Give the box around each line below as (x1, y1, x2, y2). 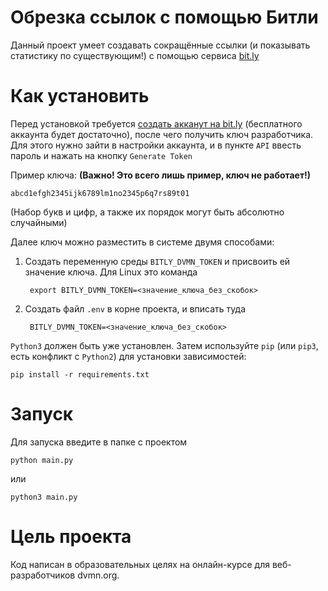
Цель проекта (10, 526, 132, 548)
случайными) (10, 216, 68, 228)
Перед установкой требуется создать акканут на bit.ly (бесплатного (10, 117, 303, 130)
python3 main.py (10, 492, 78, 502)
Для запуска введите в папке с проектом (10, 436, 188, 448)
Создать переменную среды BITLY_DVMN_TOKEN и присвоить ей (24, 255, 291, 267)
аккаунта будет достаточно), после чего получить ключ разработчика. (10, 128, 314, 140)
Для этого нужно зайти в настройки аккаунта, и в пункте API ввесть (10, 139, 302, 151)
